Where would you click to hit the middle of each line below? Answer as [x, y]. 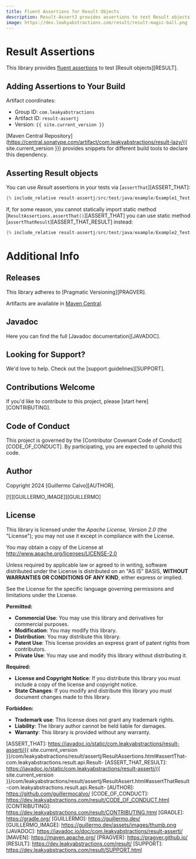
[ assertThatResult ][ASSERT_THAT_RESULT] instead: [70, 222]
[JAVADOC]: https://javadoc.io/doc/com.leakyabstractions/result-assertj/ [94, 831]
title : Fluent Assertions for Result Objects [62, 11]
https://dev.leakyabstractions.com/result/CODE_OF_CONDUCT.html [88, 800]
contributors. [30, 649]
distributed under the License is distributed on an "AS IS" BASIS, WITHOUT [97, 571]
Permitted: [19, 606]
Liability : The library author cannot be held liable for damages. [90, 726]
